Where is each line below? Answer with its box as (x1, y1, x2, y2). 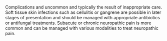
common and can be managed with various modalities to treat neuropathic (5, 25, 159, 31)
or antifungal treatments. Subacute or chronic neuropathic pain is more (5, 20, 151, 26)
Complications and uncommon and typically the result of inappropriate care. (5, 4, 162, 10)
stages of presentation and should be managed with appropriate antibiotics (5, 15, 160, 20)
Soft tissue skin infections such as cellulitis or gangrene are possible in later (5, 9, 161, 15)
